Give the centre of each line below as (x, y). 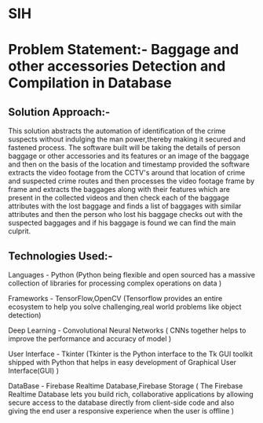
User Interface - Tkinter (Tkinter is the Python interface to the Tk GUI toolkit (131, 354)
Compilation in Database (90, 83)
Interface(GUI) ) (33, 371)
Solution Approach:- (59, 112)
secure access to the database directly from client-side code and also (121, 403)
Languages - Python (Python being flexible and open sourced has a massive (131, 275)
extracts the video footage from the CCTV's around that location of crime (127, 173)
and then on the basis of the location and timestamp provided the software (129, 164)
